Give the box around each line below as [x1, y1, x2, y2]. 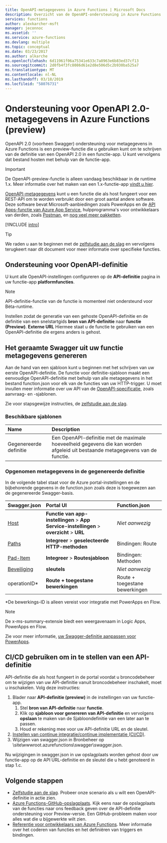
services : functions [5, 16, 48, 21]
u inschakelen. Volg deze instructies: [5, 685, 81, 691]
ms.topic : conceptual [5, 44, 50, 49]
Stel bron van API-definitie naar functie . [19, 704, 103, 710]
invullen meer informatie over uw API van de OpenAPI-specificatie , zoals [5, 386, 154, 392]
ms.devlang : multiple [5, 40, 50, 45]
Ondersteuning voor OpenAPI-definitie [5, 260, 128, 269]
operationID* [7, 580, 39, 587]
